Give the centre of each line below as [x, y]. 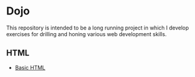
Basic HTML [30, 67]
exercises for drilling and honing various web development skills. [86, 34]
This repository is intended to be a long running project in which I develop [98, 28]
